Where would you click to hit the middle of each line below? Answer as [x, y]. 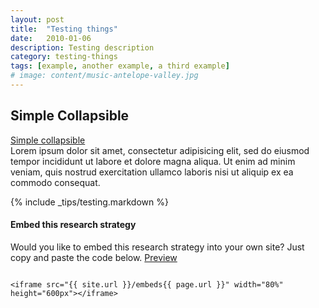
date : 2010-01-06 [51, 38]
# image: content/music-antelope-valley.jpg [104, 76]
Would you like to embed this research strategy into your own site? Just [157, 247]
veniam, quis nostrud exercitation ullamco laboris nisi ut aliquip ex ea [152, 172]
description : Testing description [82, 47]
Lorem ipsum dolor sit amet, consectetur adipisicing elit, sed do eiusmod [160, 150]
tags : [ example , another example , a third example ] [120, 66]
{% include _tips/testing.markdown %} [89, 202]
